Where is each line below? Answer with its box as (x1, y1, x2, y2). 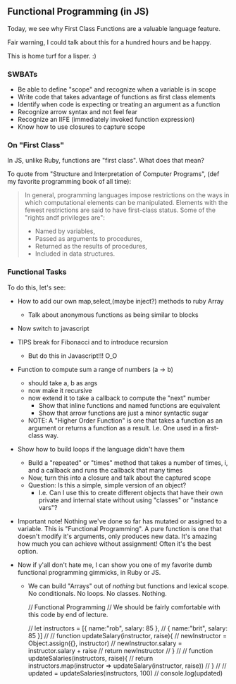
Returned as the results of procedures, (35, 242, 148, 251)
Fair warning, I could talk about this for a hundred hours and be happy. (7, 38, 212, 46)
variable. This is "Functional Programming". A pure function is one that (17, 524, 222, 533)
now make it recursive (27, 386, 93, 394)
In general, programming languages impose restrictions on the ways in (24, 191, 230, 199)
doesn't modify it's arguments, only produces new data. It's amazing (17, 532, 217, 540)
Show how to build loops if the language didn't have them (17, 444, 185, 453)
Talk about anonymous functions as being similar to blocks (27, 310, 199, 319)
